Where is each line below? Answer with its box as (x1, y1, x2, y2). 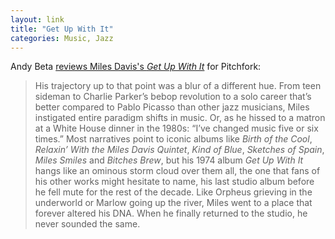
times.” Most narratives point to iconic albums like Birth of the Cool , (34, 133, 313, 145)
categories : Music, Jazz (10, 33, 114, 43)
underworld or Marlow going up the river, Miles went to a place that (34, 197, 313, 209)
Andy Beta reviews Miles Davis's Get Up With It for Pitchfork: (10, 61, 262, 73)
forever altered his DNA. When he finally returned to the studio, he (34, 207, 308, 220)
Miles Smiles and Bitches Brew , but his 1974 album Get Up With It (34, 154, 304, 166)
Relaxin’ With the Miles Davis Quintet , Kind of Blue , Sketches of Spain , (34, 144, 325, 156)
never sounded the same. (34, 218, 141, 230)
